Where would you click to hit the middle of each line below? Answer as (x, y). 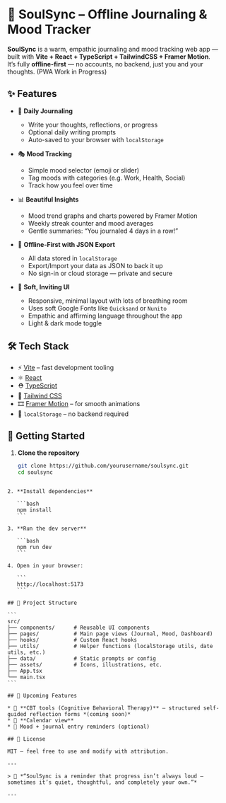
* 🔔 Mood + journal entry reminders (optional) (79, 727)
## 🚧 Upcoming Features (42, 696)
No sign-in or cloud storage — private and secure (100, 273)
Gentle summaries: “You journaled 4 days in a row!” (103, 231)
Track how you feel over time (70, 185)
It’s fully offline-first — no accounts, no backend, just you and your (105, 64)
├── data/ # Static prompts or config (82, 659)
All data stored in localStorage (73, 258)
